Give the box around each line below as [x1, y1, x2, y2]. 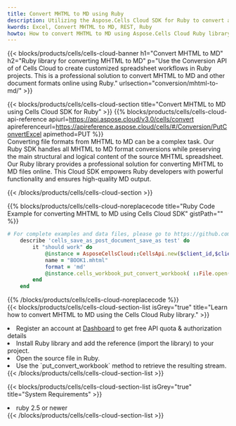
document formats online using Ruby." [7, 79, 118, 88]
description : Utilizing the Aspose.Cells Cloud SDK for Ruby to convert [7, 17, 225, 24]
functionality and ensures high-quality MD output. [7, 175, 152, 183]
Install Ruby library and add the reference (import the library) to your [16, 339, 214, 348]
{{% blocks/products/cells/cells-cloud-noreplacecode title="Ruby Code [7, 202, 216, 211]
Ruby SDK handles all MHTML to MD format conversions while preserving [7, 145, 221, 153]
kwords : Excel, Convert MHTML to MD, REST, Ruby [7, 23, 152, 30]
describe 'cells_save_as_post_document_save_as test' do [20, 237, 190, 245]
